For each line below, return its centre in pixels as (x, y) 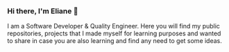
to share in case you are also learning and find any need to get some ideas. (114, 41)
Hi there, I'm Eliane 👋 (43, 11)
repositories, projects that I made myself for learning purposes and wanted (114, 33)
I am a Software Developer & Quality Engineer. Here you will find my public (114, 26)
